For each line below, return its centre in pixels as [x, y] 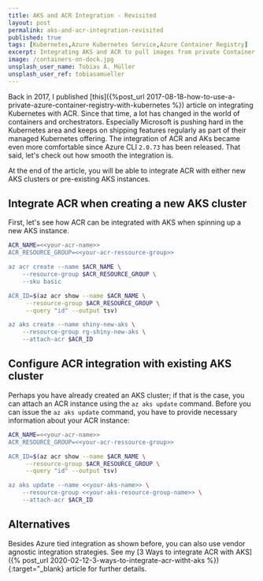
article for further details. [106, 568]
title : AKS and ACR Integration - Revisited [82, 15]
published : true [35, 37]
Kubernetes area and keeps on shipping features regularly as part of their [127, 130]
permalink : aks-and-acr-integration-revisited [86, 30]
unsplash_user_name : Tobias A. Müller [72, 67]
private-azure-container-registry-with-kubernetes [89, 105]
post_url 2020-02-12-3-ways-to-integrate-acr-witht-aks [114, 560]
